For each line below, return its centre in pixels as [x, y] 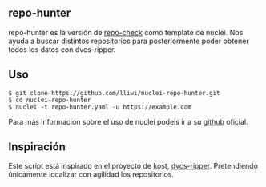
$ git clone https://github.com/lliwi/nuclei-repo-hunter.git [114, 93]
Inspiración [37, 147]
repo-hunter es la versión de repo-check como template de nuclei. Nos [126, 32]
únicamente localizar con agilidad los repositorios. [91, 174]
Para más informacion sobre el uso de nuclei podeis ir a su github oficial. [128, 121]
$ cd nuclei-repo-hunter [50, 100]
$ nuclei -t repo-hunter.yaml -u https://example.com [100, 107]
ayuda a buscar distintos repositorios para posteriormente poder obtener [129, 41]
